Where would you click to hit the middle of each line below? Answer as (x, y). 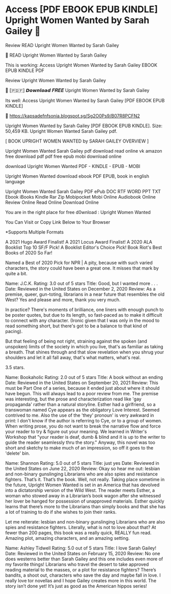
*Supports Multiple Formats (35, 232)
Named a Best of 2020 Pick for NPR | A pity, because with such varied (79, 263)
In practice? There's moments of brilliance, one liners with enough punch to (84, 310)
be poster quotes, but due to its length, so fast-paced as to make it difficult (84, 315)
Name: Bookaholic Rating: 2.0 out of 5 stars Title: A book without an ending (84, 377)
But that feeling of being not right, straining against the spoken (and (76, 341)
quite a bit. (17, 273)
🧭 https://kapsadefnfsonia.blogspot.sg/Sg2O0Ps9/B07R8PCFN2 (73, 115)
